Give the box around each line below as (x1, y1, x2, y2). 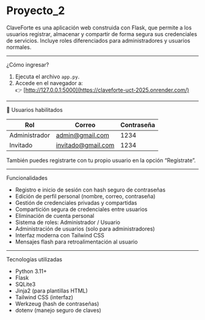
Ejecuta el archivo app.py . (15, 73, 80, 80)
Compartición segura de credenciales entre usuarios (15, 206, 148, 213)
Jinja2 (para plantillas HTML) (15, 287, 88, 294)
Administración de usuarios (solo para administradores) (15, 225, 156, 233)
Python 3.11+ (15, 267, 48, 275)
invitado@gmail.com (56, 141, 115, 149)
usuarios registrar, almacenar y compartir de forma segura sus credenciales (6, 30, 197, 37)
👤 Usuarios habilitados (6, 106, 63, 113)
